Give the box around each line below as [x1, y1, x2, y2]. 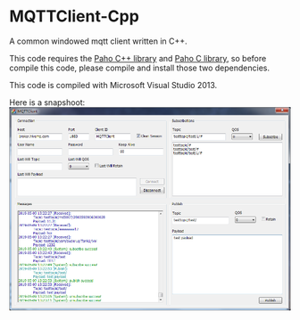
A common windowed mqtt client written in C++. [9, 36, 187, 46]
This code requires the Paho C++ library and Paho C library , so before [9, 53, 267, 63]
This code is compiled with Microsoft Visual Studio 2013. [9, 79, 218, 90]
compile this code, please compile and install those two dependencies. [9, 62, 271, 73]
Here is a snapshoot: [9, 96, 86, 108]
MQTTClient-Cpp [9, 6, 140, 27]
